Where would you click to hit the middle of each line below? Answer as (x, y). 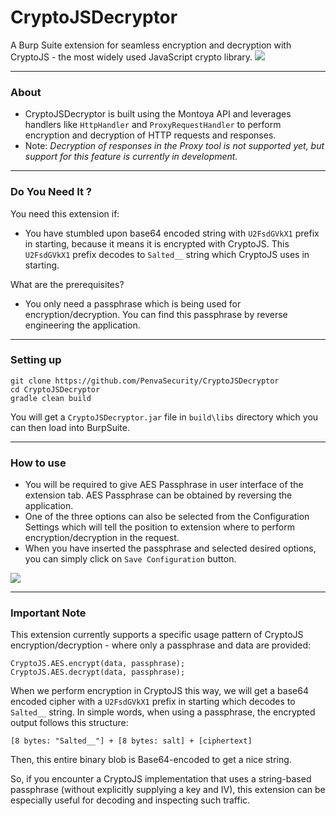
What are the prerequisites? (67, 284)
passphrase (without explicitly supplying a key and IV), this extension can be (168, 790)
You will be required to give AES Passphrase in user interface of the (164, 485)
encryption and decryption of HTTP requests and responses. (150, 135)
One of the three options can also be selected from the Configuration (167, 517)
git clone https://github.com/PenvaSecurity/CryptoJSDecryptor (145, 381)
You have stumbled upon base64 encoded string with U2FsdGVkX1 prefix (172, 233)
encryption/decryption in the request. (102, 538)
